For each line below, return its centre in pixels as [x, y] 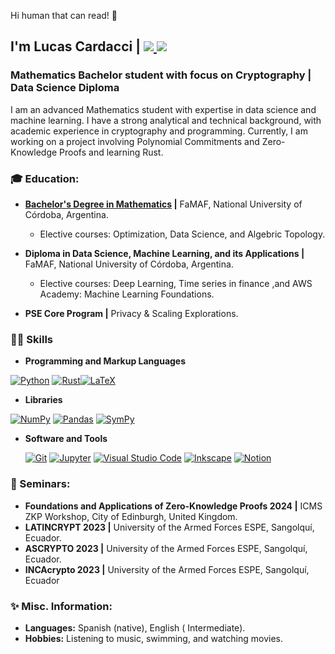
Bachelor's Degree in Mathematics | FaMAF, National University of [163, 204]
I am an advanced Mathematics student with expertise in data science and [163, 109]
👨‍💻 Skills [32, 339]
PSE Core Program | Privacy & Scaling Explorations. [131, 313]
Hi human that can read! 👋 [64, 15]
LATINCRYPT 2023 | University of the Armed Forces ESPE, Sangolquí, [169, 527]
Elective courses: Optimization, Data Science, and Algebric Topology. [182, 234]
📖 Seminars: [40, 484]
